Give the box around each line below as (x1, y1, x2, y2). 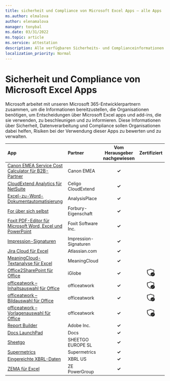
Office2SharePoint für (7, 268, 53, 274)
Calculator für (7, 168, 36, 174)
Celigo (67, 180, 81, 186)
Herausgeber (104, 150, 133, 156)
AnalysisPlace (67, 196, 97, 202)
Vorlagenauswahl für (7, 310, 51, 316)
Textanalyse (7, 260, 33, 266)
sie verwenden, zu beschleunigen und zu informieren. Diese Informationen (5, 117, 161, 123)
